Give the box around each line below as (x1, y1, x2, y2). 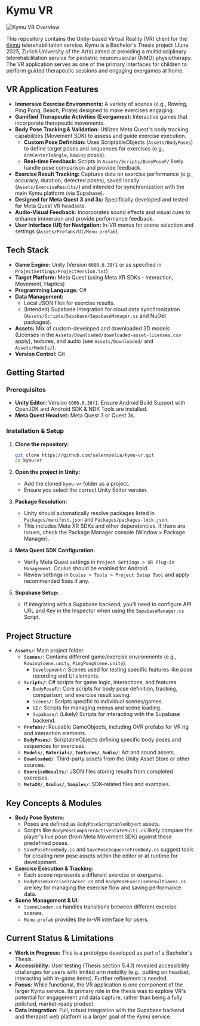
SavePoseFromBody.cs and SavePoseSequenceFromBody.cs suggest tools (23, 846, 194, 853)
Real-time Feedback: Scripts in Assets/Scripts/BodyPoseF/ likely (23, 157, 184, 165)
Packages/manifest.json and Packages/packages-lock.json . (23, 516, 169, 523)
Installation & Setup (6, 427, 64, 435)
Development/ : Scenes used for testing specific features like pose (32, 666, 193, 673)
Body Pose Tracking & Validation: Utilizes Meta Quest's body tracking (14, 125, 189, 133)
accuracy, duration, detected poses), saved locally (14, 176, 139, 183)
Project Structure (6, 631, 72, 641)
